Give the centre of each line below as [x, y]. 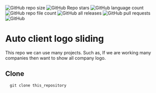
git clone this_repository [38, 85]
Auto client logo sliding [55, 39]
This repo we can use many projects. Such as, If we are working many [78, 52]
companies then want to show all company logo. [56, 58]
